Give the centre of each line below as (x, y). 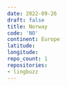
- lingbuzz (23, 71)
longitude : (23, 53)
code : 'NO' (23, 33)
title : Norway (28, 26)
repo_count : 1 (28, 59)
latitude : (21, 46)
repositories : (28, 65)
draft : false (26, 20)
